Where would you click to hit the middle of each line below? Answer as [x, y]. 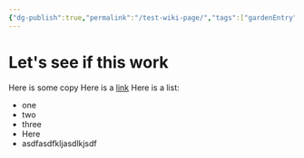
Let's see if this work [88, 62]
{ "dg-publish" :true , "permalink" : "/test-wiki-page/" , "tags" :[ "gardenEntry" [153, 18]
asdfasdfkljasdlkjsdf [59, 143]
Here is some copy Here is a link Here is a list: [94, 88]
